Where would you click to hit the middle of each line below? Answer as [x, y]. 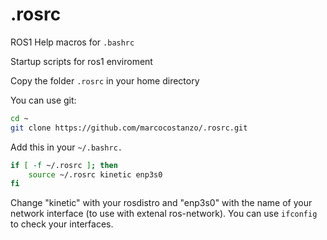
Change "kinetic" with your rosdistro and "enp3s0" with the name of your [161, 203]
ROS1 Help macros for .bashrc [72, 42]
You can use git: [43, 100]
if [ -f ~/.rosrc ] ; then [64, 165]
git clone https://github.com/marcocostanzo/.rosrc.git [129, 128]
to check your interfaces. [62, 224]
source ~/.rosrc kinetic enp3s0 [95, 174]
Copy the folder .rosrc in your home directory [105, 80]
